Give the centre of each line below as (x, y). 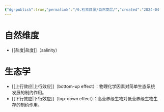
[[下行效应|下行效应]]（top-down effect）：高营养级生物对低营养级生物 (82, 98)
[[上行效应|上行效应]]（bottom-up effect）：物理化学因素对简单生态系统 (83, 86)
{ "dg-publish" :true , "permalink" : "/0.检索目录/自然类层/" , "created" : (73, 10)
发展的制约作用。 (29, 92)
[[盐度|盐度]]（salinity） (36, 50)
